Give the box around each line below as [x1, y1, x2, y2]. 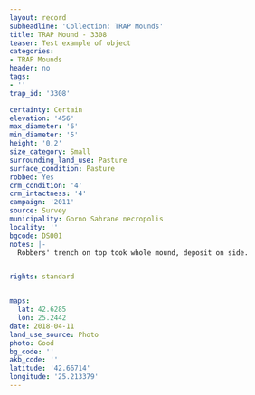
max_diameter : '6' [9, 122, 79, 131]
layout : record [9, 13, 67, 23]
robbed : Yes [9, 173, 54, 182]
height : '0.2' [9, 139, 63, 148]
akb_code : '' [9, 355, 59, 364]
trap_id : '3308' [9, 89, 71, 98]
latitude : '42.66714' [9, 363, 91, 373]
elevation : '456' [9, 114, 75, 123]
